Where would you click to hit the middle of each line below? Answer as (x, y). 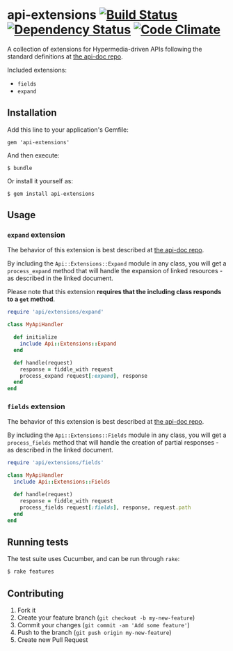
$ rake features (31, 572)
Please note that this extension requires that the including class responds (114, 292)
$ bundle (20, 168)
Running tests (38, 542)
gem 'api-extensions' (39, 142)
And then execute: (33, 155)
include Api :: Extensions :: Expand (68, 344)
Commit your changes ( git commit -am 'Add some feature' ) (103, 625)
